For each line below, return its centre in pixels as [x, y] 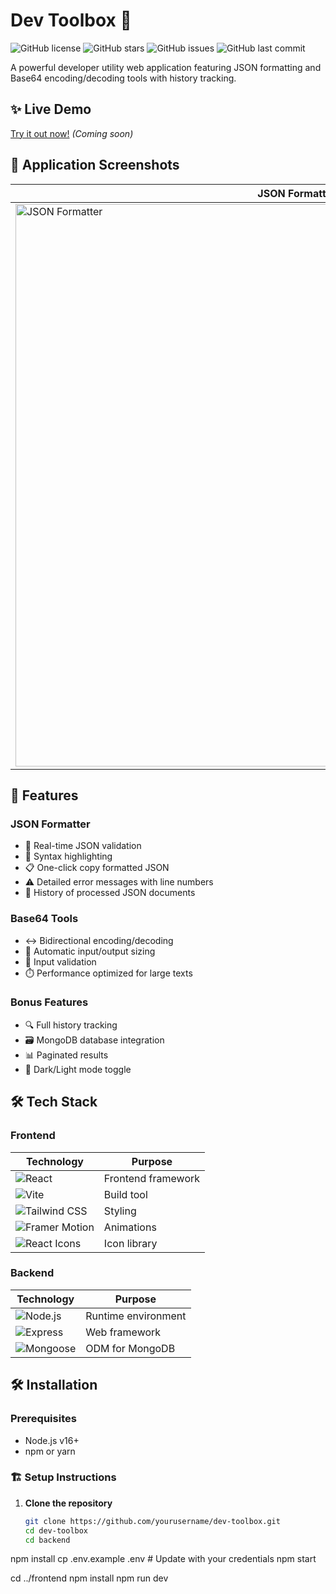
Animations [130, 1227]
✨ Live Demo [51, 109]
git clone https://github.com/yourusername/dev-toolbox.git [152, 1521]
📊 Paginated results [66, 1055]
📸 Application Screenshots [95, 165]
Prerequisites [43, 1419]
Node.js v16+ [52, 1440]
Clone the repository [68, 1503]
